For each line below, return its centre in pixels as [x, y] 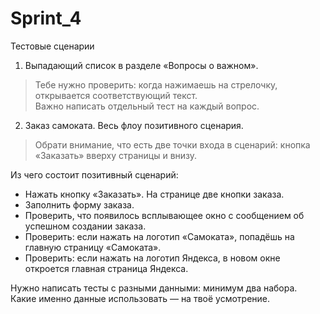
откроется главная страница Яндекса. [106, 268]
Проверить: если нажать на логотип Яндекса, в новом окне [152, 258]
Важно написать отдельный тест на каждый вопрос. [147, 106]
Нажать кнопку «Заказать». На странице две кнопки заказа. [154, 194]
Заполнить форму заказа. [79, 204]
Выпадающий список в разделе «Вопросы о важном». [141, 65]
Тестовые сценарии [52, 46]
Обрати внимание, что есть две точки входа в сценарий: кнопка [172, 144]
